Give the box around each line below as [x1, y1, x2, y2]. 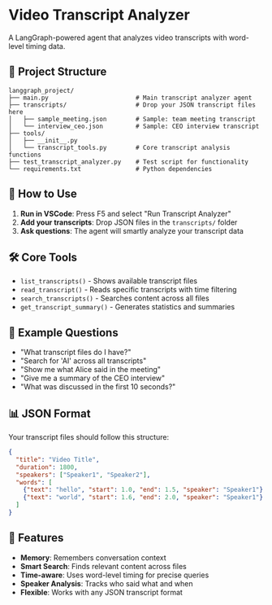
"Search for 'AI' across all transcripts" [19, 356, 147, 366]
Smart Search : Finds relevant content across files [19, 561, 187, 571]
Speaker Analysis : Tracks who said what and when [19, 578, 193, 588]
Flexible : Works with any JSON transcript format [19, 587, 183, 597]
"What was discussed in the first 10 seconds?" [19, 382, 176, 392]
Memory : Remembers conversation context [19, 552, 166, 563]
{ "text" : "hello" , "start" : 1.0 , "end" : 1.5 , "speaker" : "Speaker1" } [23, 486, 264, 494]
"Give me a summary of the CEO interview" [19, 373, 166, 384]
